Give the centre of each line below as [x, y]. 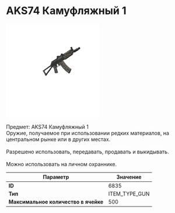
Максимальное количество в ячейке [56, 202]
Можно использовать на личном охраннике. [62, 164]
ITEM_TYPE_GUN [129, 194]
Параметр [56, 177]
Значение [129, 177]
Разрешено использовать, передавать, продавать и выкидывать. [87, 152]
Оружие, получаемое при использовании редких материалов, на [87, 133]
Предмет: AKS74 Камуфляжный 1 [47, 126]
